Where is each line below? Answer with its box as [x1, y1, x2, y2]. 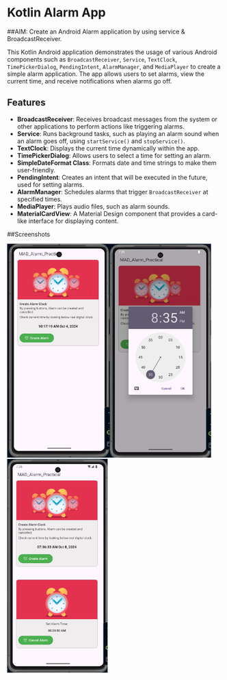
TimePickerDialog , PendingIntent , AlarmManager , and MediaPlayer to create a [7, 62, 221, 70]
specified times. [16, 195, 63, 203]
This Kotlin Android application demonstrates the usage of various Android [7, 48, 217, 56]
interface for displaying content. [28, 217, 119, 225]
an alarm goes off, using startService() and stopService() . [16, 137, 186, 145]
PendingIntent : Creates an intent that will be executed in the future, [16, 173, 208, 181]
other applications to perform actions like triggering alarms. [16, 122, 185, 131]
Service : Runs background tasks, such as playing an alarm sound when [16, 129, 219, 138]
